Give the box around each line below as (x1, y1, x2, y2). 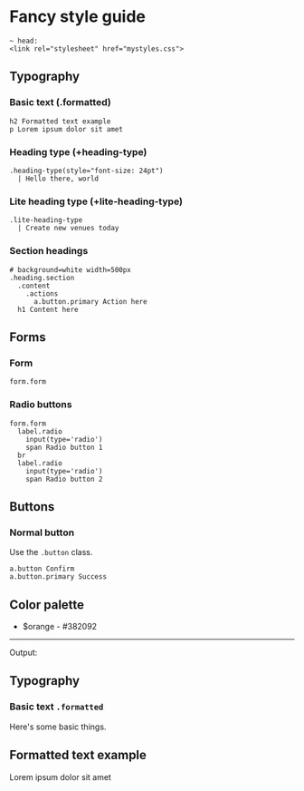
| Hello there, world (17, 174, 100, 183)
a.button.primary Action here (33, 297, 147, 306)
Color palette (9, 597, 84, 612)
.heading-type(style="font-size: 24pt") (9, 166, 165, 175)
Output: (9, 647, 38, 658)
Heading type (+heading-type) (9, 145, 147, 158)
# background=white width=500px (9, 265, 131, 274)
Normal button (9, 526, 75, 539)
